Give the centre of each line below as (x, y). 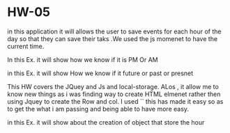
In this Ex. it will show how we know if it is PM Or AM (83, 59)
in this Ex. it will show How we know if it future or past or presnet (100, 73)
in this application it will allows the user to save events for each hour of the (114, 31)
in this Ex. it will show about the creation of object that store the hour (106, 122)
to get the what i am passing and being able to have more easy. (98, 109)
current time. (26, 46)
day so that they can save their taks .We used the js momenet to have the (113, 38)
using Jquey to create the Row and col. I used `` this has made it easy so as (115, 101)
